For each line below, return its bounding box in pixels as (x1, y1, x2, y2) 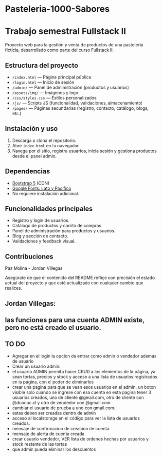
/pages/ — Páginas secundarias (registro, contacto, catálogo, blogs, (12, 105, 149, 111)
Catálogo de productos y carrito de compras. (12, 223, 103, 229)
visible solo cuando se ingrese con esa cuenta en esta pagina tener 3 (12, 389, 152, 395)
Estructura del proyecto (5, 61, 79, 69)
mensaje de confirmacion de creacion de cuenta (12, 425, 109, 431)
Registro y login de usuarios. (12, 218, 70, 223)
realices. (5, 285, 22, 291)
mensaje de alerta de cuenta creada (12, 431, 85, 437)
